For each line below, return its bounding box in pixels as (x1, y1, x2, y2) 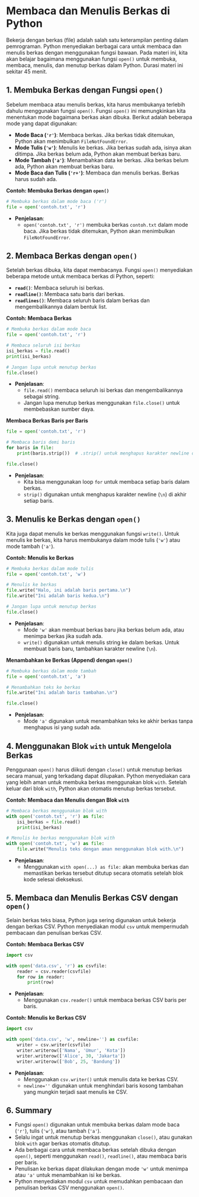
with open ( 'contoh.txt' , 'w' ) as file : (6, 841, 105, 847)
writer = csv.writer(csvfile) (17, 1042, 92, 1048)
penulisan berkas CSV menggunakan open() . (14, 1184, 124, 1191)
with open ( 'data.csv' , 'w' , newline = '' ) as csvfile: (6, 1037, 139, 1043)
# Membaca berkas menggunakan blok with (6, 808, 108, 814)
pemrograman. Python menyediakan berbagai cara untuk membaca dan (6, 43, 182, 50)
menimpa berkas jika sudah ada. (23, 632, 103, 639)
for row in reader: (17, 974, 65, 980)
